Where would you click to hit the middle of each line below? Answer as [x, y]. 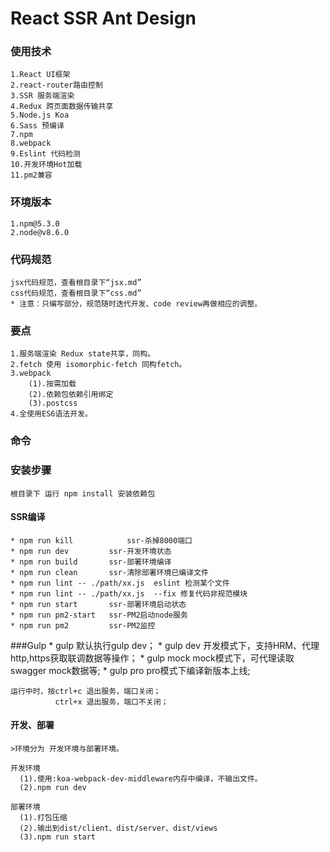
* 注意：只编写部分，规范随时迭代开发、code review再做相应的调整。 [136, 304]
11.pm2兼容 [31, 175]
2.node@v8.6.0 [40, 232]
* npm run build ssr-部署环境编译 [91, 562]
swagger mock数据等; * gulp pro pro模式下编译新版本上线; [130, 670]
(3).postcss [53, 403]
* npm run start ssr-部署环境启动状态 [98, 604]
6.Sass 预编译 [37, 126]
